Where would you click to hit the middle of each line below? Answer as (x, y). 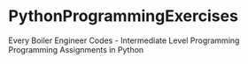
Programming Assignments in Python (76, 49)
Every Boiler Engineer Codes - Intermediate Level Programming (124, 40)
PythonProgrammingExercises (123, 16)
